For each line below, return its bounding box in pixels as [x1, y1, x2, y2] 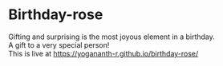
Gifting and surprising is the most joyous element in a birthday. [8, 32, 215, 41]
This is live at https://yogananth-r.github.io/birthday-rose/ [8, 49, 199, 58]
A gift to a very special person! [8, 40, 110, 49]
